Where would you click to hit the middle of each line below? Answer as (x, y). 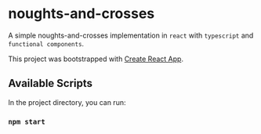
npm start (27, 121)
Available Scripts (50, 83)
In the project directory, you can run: (67, 102)
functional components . (46, 43)
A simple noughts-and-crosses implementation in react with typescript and (131, 35)
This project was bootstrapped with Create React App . (96, 59)
